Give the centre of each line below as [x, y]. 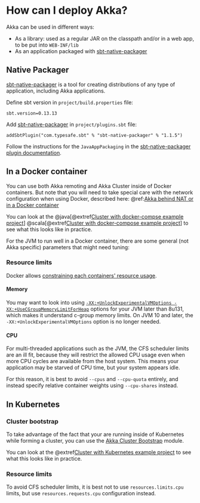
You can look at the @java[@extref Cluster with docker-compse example [95, 216]
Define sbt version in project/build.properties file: [70, 102]
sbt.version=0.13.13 [32, 113]
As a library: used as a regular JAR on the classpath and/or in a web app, [104, 38]
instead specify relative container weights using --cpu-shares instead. [92, 385]
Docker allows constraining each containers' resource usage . [81, 275]
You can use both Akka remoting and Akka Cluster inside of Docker [89, 186]
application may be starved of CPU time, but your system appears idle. [93, 367]
